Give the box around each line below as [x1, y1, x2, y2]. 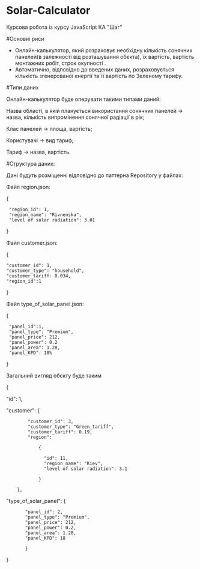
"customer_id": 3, [28, 418, 74, 424]
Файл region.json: [6, 183, 51, 190]
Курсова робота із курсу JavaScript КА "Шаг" [6, 23, 123, 31]
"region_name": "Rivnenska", [8, 211, 82, 218]
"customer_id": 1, [6, 262, 52, 268]
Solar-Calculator [6, 4, 91, 17]
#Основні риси [6, 35, 44, 42]
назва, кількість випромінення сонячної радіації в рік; [6, 113, 145, 121]
